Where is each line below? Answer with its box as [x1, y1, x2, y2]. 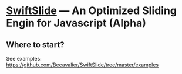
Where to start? [6, 40, 65, 50]
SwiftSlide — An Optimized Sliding [6, 4, 177, 17]
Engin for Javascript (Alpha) [6, 16, 147, 30]
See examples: [6, 55, 42, 62]
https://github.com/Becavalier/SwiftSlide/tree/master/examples [6, 61, 159, 68]
